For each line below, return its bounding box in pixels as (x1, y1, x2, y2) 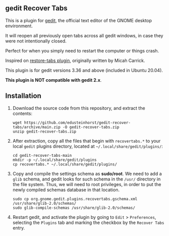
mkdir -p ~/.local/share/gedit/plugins (12, 157, 97, 162)
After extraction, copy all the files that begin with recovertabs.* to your (12, 138, 161, 144)
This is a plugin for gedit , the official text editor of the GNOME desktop (5, 17, 152, 23)
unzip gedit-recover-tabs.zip (12, 129, 77, 134)
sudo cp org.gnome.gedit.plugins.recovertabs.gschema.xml (12, 196, 138, 201)
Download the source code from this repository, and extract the (12, 105, 145, 111)
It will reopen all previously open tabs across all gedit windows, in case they (5, 32, 163, 38)
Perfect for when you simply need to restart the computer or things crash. (5, 47, 159, 53)
